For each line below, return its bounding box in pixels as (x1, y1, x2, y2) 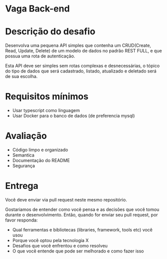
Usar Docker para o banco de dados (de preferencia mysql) (12, 113, 135, 119)
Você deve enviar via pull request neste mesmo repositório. (5, 196, 127, 202)
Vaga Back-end (5, 3, 70, 14)
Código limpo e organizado (12, 147, 68, 152)
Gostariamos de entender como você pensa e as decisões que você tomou (5, 206, 160, 212)
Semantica (12, 152, 35, 158)
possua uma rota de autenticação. (5, 53, 76, 59)
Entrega (5, 180, 39, 191)
